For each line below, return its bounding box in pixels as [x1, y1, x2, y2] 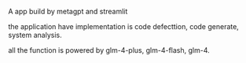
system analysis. [8, 31, 62, 39]
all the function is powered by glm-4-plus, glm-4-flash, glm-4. [8, 46, 210, 54]
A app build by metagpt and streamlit [8, 7, 128, 16]
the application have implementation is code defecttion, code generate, [8, 22, 240, 31]
